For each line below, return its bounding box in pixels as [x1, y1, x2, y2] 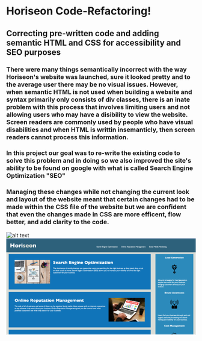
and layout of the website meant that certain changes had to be [6, 195, 195, 204]
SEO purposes [6, 47, 61, 57]
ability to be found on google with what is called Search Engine [6, 164, 194, 172]
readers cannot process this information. [6, 133, 129, 141]
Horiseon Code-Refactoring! [6, 4, 151, 18]
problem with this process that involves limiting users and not [6, 102, 191, 111]
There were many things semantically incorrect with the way [6, 65, 188, 74]
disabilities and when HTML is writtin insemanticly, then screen [6, 125, 195, 134]
